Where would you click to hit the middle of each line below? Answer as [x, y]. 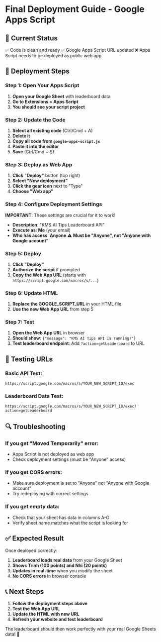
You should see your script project [49, 107]
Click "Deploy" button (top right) [46, 176]
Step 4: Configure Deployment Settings [54, 204]
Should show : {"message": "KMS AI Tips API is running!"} [74, 338]
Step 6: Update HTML [32, 293]
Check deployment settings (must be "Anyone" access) [69, 459]
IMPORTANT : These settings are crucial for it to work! [60, 215]
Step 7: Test [20, 322]
